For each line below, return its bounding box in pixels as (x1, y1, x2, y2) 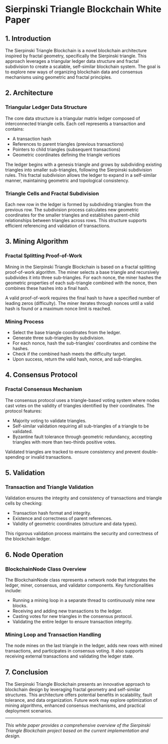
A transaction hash (12, 136, 51, 142)
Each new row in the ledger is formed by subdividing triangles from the (5, 201, 151, 207)
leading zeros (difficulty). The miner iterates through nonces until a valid (5, 300, 154, 306)
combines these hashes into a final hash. (5, 285, 89, 291)
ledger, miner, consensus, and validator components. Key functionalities (5, 582, 153, 588)
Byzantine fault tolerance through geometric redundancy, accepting (12, 434, 152, 440)
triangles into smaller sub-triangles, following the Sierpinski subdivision (5, 167, 152, 173)
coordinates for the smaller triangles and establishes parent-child (5, 212, 140, 218)
